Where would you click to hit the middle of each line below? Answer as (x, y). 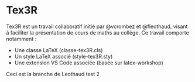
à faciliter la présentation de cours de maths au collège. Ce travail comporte (97, 32)
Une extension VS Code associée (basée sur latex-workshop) (89, 63)
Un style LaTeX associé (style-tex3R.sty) (64, 56)
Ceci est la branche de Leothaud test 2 (53, 74)
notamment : (21, 39)
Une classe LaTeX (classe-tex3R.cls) (59, 50)
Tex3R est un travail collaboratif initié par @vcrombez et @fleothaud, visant (97, 26)
